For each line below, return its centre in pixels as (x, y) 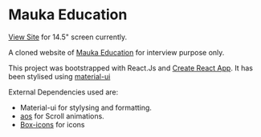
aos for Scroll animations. (62, 116)
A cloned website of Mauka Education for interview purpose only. (116, 52)
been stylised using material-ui (59, 76)
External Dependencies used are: (63, 92)
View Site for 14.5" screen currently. (68, 37)
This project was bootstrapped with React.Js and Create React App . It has (130, 68)
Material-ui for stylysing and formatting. (86, 107)
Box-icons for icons (53, 124)
